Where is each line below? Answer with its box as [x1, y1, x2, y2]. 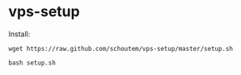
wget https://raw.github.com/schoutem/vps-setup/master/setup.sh [8, 44, 233, 52]
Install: [8, 29, 31, 39]
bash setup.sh [8, 59, 57, 67]
